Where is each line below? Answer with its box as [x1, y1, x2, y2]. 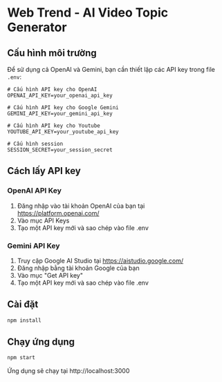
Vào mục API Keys [17, 216, 70, 225]
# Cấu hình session [7, 140, 64, 147]
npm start [7, 354, 36, 361]
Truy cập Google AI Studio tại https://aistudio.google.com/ [17, 256, 184, 265]
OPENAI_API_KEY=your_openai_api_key [7, 92, 113, 99]
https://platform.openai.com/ [17, 209, 100, 217]
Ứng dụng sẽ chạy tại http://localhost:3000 [7, 367, 130, 375]
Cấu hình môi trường [7, 47, 97, 59]
